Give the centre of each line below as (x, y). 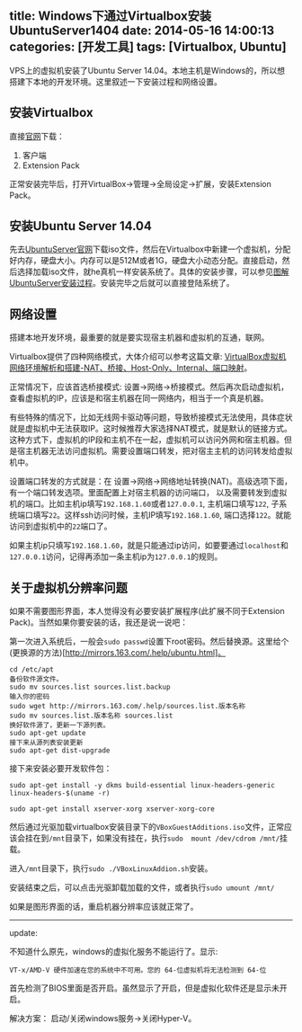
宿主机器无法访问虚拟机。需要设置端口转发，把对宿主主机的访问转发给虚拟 (155, 451)
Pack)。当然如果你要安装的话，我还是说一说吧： (99, 622)
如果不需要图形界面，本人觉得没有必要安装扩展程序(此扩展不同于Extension (147, 611)
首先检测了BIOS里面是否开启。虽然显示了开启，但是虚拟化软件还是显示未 (145, 988)
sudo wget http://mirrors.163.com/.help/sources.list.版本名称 (127, 707)
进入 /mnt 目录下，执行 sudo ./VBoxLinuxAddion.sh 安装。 (111, 868)
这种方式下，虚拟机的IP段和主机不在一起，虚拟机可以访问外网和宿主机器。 (147, 440)
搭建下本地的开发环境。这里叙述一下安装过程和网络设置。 (115, 81)
